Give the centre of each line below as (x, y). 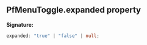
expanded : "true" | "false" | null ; (53, 36)
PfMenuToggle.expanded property (74, 10)
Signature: (20, 24)
